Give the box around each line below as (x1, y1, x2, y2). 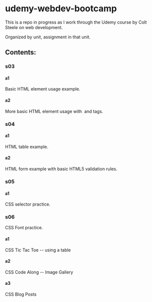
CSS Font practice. (5, 225, 43, 231)
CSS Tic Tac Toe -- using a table (5, 247, 71, 253)
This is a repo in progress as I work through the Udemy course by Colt (5, 19, 147, 25)
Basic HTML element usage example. (5, 86, 80, 92)
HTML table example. (5, 144, 49, 150)
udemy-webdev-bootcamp (5, 3, 117, 14)
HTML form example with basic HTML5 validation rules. (5, 166, 118, 172)
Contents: (5, 48, 36, 57)
